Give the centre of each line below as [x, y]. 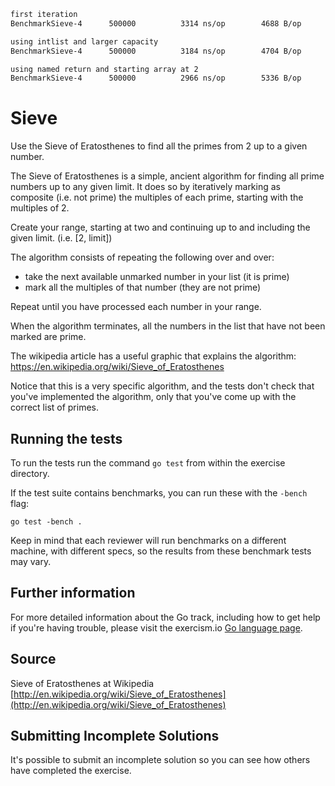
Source [33, 659]
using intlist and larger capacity [84, 41]
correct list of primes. [55, 407]
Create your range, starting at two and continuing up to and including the [160, 227]
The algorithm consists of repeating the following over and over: [142, 257]
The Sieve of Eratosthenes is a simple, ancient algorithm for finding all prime [167, 176]
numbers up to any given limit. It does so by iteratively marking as [145, 187]
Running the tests [66, 438]
